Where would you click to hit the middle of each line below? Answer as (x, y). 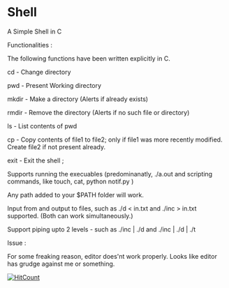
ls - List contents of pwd (42, 126)
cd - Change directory (39, 72)
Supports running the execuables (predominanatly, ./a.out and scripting (110, 174)
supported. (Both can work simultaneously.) (70, 215)
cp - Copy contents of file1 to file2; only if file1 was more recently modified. (115, 139)
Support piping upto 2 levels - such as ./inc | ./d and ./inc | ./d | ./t (102, 229)
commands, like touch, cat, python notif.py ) (71, 181)
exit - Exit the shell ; (36, 160)
